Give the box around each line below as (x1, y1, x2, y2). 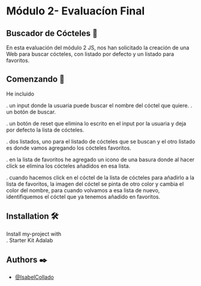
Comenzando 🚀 (6, 74, 65, 85)
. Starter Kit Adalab (6, 236, 53, 244)
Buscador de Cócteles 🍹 (6, 28, 98, 38)
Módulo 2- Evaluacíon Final (6, 4, 145, 18)
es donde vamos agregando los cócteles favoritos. (6, 144, 131, 151)
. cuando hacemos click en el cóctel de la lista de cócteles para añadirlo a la (6, 174, 195, 181)
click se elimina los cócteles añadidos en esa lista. (6, 162, 131, 169)
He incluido (6, 90, 35, 97)
